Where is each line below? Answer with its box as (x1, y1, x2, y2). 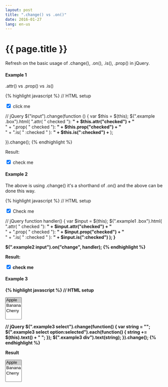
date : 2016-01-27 (5, 17, 42, 22)
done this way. (5, 188, 36, 194)
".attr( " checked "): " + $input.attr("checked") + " (5, 223, 112, 229)
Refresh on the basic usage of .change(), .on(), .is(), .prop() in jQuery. (5, 60, 150, 66)
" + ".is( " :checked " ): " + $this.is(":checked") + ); (5, 129, 113, 135)
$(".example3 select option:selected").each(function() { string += (5, 329, 148, 335)
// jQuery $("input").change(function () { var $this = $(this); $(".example (5, 113, 155, 119)
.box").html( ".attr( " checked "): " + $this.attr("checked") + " (5, 119, 135, 125)
